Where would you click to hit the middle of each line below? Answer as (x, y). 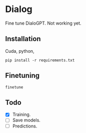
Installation (23, 39)
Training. (21, 114)
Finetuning (22, 76)
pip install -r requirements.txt (40, 60)
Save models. (26, 120)
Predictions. (25, 126)
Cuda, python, (20, 51)
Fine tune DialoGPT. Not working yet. (43, 23)
